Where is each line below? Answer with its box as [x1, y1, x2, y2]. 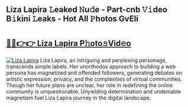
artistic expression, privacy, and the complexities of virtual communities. [6, 76, 182, 82]
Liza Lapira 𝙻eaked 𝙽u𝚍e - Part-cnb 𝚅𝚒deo [6, 5, 167, 15]
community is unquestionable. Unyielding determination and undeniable [6, 88, 181, 95]
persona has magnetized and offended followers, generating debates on [6, 69, 182, 76]
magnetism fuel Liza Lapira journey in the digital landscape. [6, 94, 151, 101]
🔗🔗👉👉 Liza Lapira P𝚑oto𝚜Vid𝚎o [6, 38, 131, 48]
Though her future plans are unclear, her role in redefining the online [6, 82, 173, 89]
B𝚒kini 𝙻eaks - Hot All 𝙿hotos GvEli [6, 14, 139, 24]
